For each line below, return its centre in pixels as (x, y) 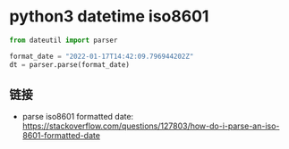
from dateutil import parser (64, 40)
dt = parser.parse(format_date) (69, 64)
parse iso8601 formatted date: (78, 117)
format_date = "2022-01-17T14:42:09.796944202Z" (102, 56)
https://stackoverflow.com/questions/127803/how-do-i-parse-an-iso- (151, 126)
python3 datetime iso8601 (109, 17)
